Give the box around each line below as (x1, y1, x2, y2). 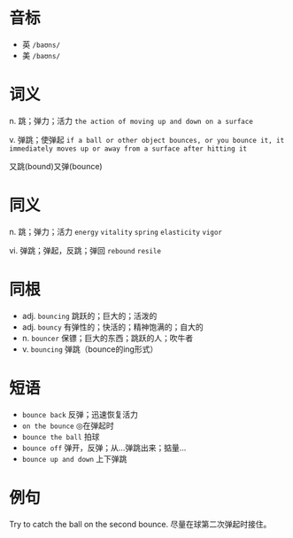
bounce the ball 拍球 (21, 431, 100, 441)
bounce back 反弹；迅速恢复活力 (21, 409, 139, 419)
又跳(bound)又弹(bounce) (9, 160, 104, 171)
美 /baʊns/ (21, 50, 60, 60)
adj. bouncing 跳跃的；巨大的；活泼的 (21, 310, 158, 321)
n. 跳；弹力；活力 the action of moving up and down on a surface (9, 115, 254, 126)
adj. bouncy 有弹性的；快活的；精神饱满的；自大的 (21, 321, 204, 332)
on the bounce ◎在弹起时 (21, 420, 115, 431)
